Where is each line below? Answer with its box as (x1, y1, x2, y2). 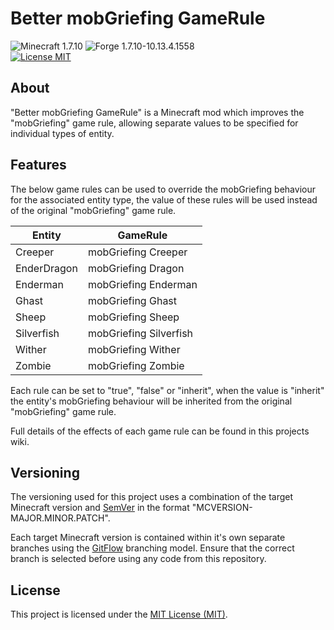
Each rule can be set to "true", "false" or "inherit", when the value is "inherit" (10, 384, 325, 396)
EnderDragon (15, 261, 78, 275)
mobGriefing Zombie (87, 358, 185, 372)
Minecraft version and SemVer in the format (10, 502, 190, 514)
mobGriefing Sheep (87, 310, 180, 324)
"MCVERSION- (191, 502, 253, 514)
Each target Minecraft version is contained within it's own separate (10, 532, 286, 544)
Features (10, 157, 67, 174)
